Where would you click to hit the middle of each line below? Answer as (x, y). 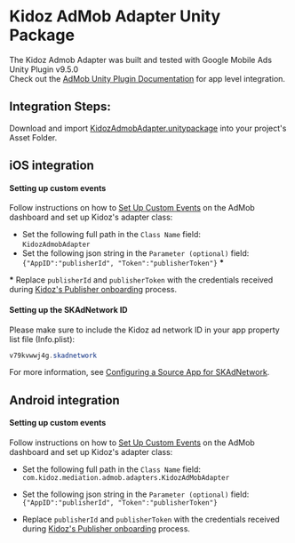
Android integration (64, 400)
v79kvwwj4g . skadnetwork (53, 355)
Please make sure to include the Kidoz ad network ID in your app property (144, 330)
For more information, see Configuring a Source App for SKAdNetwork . (140, 372)
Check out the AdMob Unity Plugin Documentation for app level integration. (147, 78)
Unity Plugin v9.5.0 (44, 69)
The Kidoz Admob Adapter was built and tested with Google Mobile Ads (141, 60)
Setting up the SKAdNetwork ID (68, 309)
